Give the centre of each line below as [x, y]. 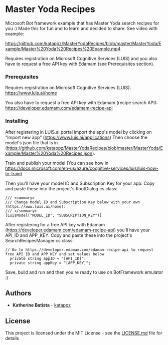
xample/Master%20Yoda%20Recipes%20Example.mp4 [63, 49]
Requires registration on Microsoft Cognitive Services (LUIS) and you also [81, 58]
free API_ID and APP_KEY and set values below [55, 254]
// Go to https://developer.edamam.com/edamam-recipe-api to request [79, 250]
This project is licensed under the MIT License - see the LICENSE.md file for [84, 333]
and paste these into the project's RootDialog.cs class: [61, 188]
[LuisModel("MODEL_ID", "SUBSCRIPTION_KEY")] [53, 215]
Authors [18, 293]
